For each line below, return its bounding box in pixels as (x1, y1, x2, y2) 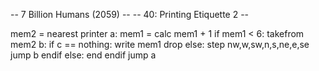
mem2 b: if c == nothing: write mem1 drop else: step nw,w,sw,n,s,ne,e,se (10, 39, 310, 50)
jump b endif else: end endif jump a (10, 49, 157, 61)
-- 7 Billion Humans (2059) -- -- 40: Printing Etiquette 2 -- (10, 9, 250, 20)
